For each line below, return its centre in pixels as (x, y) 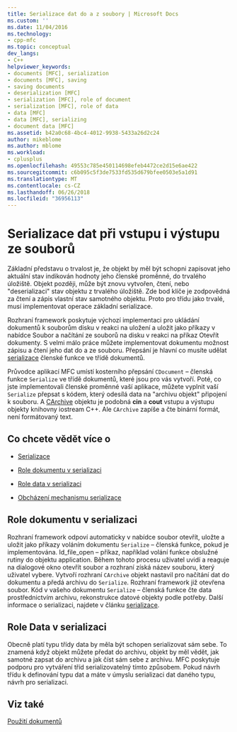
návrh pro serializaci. (38, 682)
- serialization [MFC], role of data (63, 106)
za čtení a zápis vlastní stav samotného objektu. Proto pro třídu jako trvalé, (116, 299)
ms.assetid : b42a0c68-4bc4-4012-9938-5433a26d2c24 (83, 133)
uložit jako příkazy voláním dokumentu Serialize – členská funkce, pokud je (118, 545)
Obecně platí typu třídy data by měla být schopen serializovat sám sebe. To (117, 644)
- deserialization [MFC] (44, 93)
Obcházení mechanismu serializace (69, 497)
